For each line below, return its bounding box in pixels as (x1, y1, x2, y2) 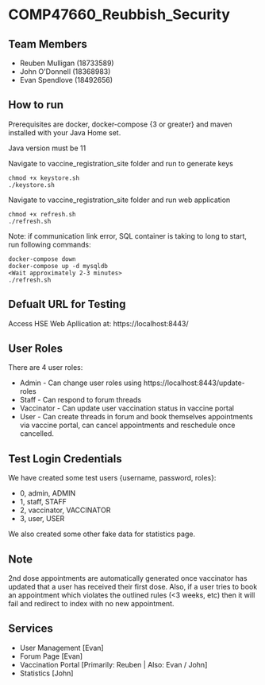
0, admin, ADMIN (19, 488, 76, 498)
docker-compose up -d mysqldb (8, 262, 109, 270)
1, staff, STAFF (19, 497, 67, 507)
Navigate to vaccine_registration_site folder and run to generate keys (8, 158, 234, 168)
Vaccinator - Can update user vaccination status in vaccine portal (19, 403, 234, 413)
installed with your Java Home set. (8, 127, 121, 137)
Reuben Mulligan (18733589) (19, 58, 114, 68)
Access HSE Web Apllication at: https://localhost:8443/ (8, 318, 189, 328)
